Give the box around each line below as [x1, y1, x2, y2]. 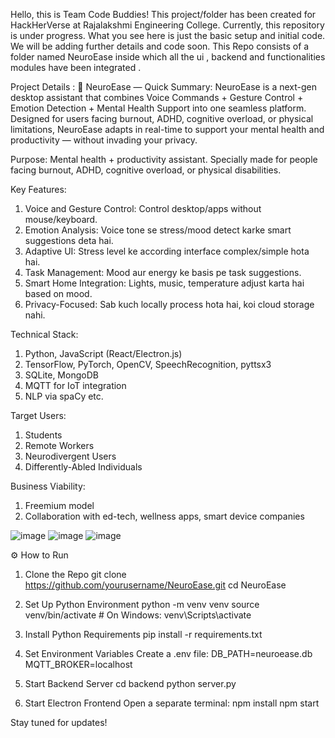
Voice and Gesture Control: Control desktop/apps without [24, 203, 262, 214]
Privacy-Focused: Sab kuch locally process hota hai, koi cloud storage [24, 299, 315, 310]
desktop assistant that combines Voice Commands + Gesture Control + [10, 92, 304, 103]
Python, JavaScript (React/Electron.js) [24, 348, 183, 359]
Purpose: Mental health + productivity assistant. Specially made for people [10, 154, 318, 165]
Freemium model [24, 500, 95, 511]
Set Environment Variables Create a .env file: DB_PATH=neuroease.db [24, 648, 313, 659]
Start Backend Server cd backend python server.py [24, 678, 237, 689]
